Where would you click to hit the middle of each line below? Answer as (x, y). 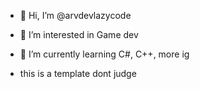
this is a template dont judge (78, 73)
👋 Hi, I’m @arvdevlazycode (75, 15)
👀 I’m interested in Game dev (79, 34)
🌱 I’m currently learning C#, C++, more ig (104, 54)
